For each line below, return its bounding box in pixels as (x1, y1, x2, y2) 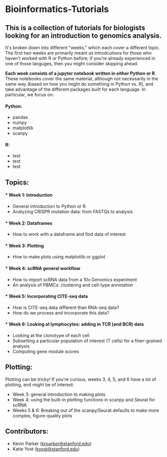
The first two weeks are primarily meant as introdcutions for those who (5, 50, 152, 56)
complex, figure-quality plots (12, 412, 73, 418)
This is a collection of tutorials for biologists (5, 24, 145, 32)
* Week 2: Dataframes (5, 220, 53, 226)
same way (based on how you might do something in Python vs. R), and (5, 81, 154, 87)
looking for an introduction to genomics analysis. (5, 31, 162, 40)
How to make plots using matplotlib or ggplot (12, 254, 105, 260)
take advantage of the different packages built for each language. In (5, 86, 146, 92)
